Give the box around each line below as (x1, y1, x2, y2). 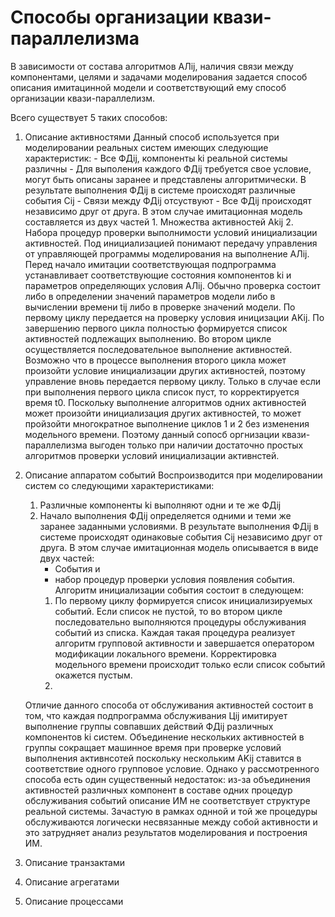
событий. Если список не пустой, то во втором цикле (54, 605, 283, 617)
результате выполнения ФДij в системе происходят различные (24, 184, 296, 196)
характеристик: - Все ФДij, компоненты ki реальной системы (24, 152, 288, 164)
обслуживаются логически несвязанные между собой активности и (24, 816, 318, 828)
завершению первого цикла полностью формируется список (24, 322, 288, 334)
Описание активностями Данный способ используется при (24, 131, 280, 143)
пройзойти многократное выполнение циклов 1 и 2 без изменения (24, 417, 310, 430)
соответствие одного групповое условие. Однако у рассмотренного (24, 762, 320, 775)
